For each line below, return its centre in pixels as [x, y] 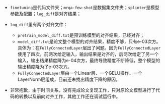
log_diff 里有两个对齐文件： [39, 24]
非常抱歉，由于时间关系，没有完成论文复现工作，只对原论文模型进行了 [83, 90]
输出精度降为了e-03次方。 [45, 67]
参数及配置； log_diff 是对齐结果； [46, 14]
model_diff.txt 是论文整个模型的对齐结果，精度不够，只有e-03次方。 [89, 41]
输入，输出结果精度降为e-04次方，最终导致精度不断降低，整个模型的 [89, 60]
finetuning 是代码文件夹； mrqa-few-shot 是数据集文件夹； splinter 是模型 [85, 7]
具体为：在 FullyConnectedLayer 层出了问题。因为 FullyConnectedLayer [89, 48]
